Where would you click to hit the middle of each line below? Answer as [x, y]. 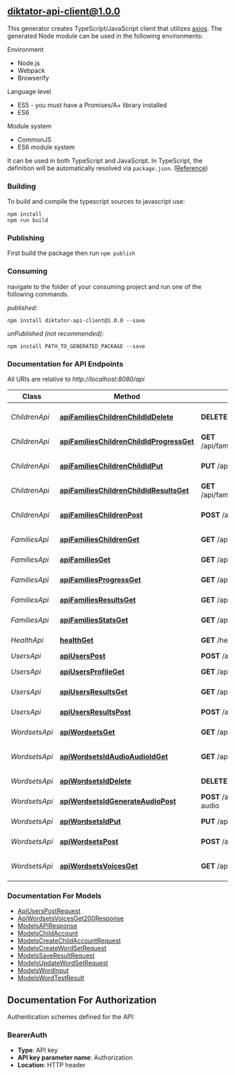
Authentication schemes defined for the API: [71, 1017]
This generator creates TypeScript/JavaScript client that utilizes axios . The [115, 28]
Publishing [26, 238]
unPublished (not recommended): [56, 333]
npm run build [28, 221]
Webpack [31, 70]
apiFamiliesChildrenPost [101, 515]
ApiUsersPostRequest [49, 911]
